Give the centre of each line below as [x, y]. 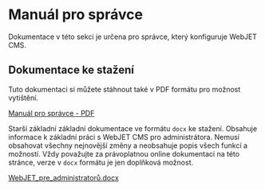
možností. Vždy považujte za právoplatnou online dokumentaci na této [124, 153]
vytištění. [23, 98]
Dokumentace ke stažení [71, 70]
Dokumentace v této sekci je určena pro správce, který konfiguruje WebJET [133, 37]
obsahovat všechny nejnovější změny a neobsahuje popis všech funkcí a [128, 145]
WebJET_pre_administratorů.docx [64, 177]
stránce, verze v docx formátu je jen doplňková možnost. [101, 162]
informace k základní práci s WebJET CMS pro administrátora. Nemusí [124, 137]
